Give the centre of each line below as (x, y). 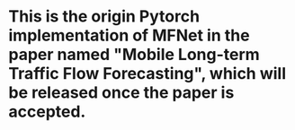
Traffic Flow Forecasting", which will (147, 74)
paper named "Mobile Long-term (134, 55)
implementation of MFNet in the (129, 35)
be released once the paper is (121, 93)
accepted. (47, 112)
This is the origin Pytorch (104, 17)
